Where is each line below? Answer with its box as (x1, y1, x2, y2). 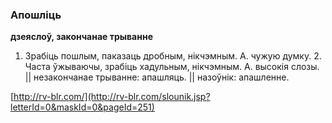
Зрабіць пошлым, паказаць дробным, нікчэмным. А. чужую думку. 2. (24, 50, 322, 62)
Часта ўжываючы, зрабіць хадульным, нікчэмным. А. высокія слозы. (24, 61, 320, 73)
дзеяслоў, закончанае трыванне (10, 31, 153, 43)
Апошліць (10, 8, 62, 22)
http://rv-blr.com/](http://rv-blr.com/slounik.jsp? (13, 91, 211, 103)
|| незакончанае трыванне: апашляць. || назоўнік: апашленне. (24, 71, 290, 83)
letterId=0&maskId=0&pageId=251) (10, 101, 155, 113)
